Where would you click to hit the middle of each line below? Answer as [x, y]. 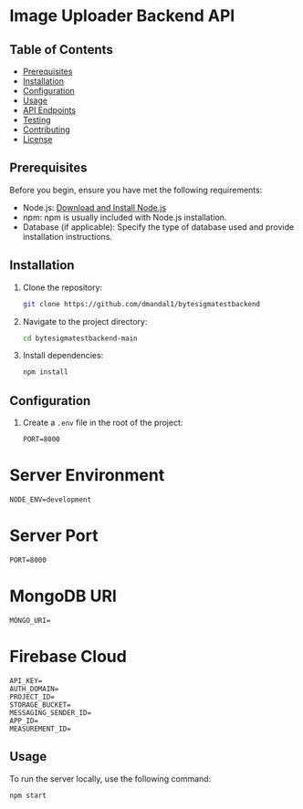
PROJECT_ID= [32, 697]
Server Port [54, 536]
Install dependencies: [63, 356]
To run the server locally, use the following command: [110, 778]
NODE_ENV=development [51, 500]
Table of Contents [62, 50]
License [37, 139]
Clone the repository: [63, 287]
